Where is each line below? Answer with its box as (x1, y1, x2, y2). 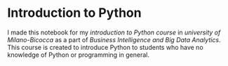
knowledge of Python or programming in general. (7, 51, 149, 59)
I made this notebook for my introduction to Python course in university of (7, 28, 221, 37)
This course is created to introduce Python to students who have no (7, 43, 203, 51)
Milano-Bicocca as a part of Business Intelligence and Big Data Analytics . (7, 35, 221, 44)
